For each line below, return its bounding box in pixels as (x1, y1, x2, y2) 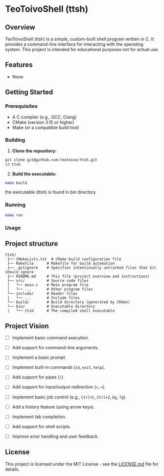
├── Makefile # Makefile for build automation (7, 261, 115, 266)
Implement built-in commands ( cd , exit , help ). (12, 364, 105, 370)
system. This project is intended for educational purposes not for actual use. (5, 47, 159, 52)
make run (5, 212, 23, 217)
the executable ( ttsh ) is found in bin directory (5, 189, 96, 195)
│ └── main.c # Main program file (7, 283, 89, 288)
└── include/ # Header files (7, 291, 78, 296)
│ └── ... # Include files (7, 296, 80, 300)
